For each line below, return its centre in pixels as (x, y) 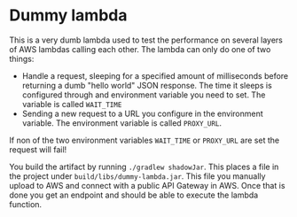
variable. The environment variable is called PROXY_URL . (122, 123)
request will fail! (38, 149)
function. (26, 204)
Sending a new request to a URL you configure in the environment (142, 113)
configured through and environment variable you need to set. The (144, 95)
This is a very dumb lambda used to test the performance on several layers (146, 40)
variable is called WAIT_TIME (72, 104)
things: (22, 58)
